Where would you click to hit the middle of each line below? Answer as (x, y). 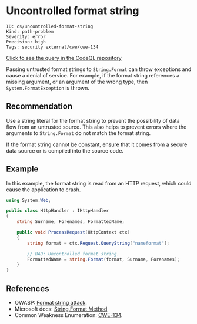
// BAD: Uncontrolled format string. (73, 254)
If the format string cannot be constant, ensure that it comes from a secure (97, 144)
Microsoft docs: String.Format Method (61, 309)
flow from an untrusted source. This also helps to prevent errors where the (96, 127)
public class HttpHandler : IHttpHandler (58, 211)
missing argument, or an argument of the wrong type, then (77, 82)
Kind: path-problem (30, 31)
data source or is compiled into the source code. (65, 150)
